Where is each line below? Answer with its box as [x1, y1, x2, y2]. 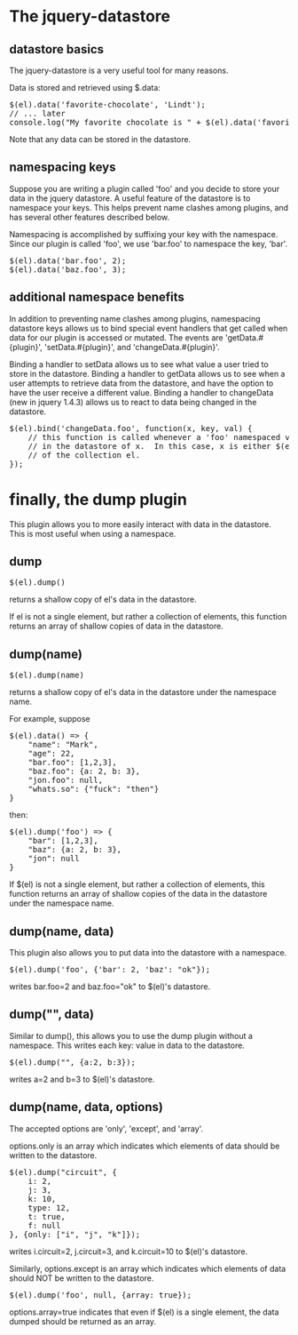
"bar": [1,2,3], [27, 835, 99, 846]
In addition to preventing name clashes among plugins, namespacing [9, 313, 261, 324]
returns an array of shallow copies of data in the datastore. [9, 620, 223, 632]
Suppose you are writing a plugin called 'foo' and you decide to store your [9, 183, 280, 194]
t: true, [27, 1211, 67, 1221]
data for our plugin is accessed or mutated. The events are [9, 332, 223, 343]
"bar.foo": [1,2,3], [27, 757, 117, 768]
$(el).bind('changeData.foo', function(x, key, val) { [9, 423, 253, 433]
